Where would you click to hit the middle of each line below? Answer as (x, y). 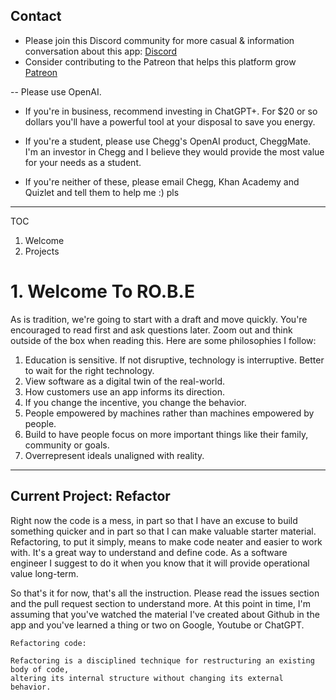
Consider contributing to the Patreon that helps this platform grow (160, 61)
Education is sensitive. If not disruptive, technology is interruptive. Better (174, 360)
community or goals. (67, 445)
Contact (36, 16)
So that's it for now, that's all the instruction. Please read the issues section (165, 593)
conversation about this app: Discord (101, 51)
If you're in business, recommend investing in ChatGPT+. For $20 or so (171, 111)
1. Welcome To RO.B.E (102, 291)
